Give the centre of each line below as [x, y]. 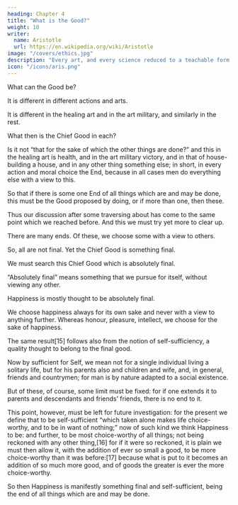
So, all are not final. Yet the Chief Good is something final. [91, 250]
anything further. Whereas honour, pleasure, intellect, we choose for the [113, 319]
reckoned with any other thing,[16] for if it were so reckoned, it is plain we [114, 442]
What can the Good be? [42, 87]
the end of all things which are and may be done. [79, 494]
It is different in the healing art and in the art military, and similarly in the [112, 114]
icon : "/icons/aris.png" [44, 67]
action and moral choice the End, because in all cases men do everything [114, 172]
